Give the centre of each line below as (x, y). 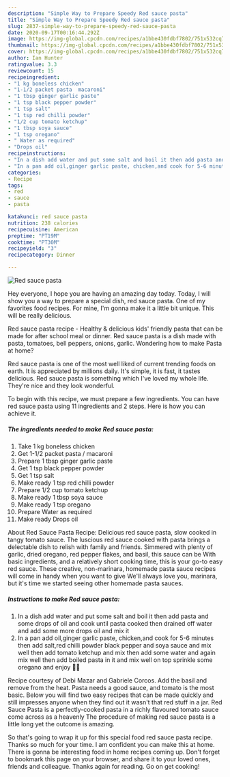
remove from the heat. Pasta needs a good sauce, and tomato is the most (111, 687)
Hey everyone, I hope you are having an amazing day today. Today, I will (109, 294)
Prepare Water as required (55, 511)
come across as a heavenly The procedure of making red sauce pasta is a (112, 717)
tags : (15, 186)
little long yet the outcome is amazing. (61, 724)
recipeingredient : (34, 77)
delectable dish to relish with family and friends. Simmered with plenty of (111, 547)
